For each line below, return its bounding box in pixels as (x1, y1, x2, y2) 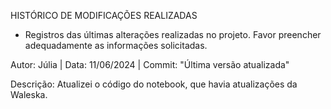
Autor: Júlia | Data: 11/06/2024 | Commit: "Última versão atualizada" (10, 59, 290, 70)
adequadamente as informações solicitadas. (24, 40, 208, 51)
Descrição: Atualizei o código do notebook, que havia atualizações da (10, 78, 298, 90)
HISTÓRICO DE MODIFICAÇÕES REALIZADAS (10, 10, 198, 21)
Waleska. (10, 89, 48, 100)
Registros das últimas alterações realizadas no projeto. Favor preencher (24, 29, 322, 40)
